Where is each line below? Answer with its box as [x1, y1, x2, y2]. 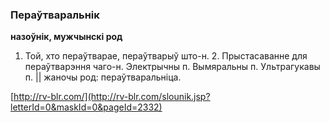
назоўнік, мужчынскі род [10, 31, 123, 43]
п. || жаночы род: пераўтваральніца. [24, 71, 182, 83]
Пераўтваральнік [10, 8, 100, 22]
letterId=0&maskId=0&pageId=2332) [10, 101, 163, 113]
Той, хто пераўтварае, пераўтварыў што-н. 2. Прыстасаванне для [24, 50, 308, 62]
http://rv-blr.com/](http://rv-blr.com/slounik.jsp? [13, 91, 211, 103]
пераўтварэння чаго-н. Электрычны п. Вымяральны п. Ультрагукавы [24, 61, 321, 73]
